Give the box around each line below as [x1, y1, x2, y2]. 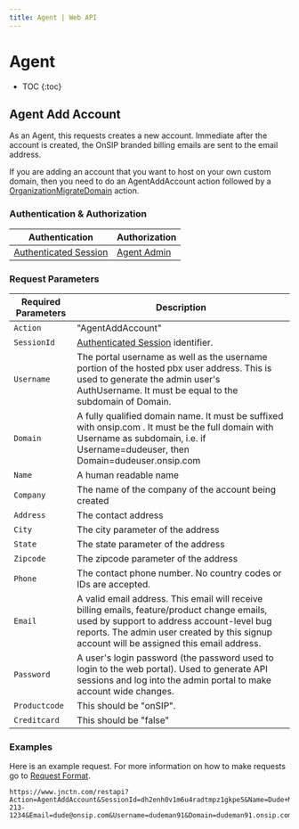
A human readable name [77, 469, 180, 481]
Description [155, 300, 206, 313]
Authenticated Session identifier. [77, 336, 214, 349]
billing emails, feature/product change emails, [77, 603, 268, 616]
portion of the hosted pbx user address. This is [77, 362, 272, 374]
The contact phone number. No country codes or [77, 567, 282, 579]
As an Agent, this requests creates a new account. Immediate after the [9, 130, 268, 141]
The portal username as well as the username [77, 350, 268, 363]
